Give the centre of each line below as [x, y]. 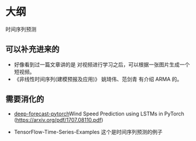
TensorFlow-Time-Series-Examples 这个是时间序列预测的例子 [88, 132]
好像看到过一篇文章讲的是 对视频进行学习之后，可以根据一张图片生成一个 [102, 64]
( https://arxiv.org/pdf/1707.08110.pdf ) [59, 119]
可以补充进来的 [32, 49]
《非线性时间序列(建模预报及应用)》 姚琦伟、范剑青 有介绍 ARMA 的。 [98, 79]
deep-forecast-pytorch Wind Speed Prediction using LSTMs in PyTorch [99, 114]
